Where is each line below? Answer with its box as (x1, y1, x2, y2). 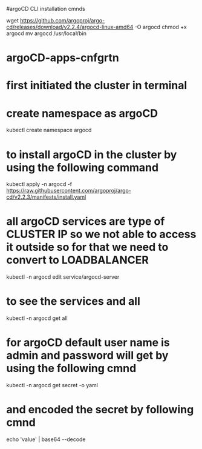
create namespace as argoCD (6, 106, 158, 120)
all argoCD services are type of (6, 215, 165, 228)
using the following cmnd (6, 362, 137, 375)
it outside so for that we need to (6, 241, 169, 254)
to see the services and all (6, 294, 140, 308)
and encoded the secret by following (6, 403, 194, 417)
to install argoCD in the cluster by (6, 148, 177, 161)
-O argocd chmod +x (134, 24, 187, 30)
